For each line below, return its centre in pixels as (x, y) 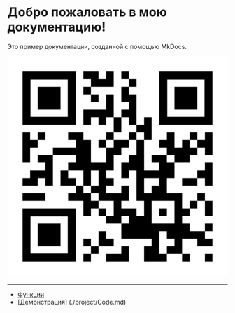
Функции (31, 294)
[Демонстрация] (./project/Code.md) (72, 302)
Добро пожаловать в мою (87, 12)
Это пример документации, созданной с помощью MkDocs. (97, 46)
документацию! (57, 27)
